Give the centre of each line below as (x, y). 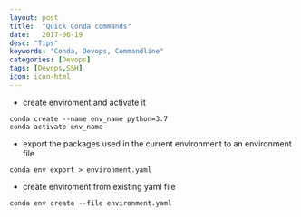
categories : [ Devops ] (50, 60)
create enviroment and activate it (84, 102)
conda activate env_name (56, 127)
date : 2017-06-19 (46, 34)
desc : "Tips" (34, 43)
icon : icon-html (40, 77)
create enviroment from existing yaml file (99, 186)
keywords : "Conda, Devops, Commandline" (87, 52)
